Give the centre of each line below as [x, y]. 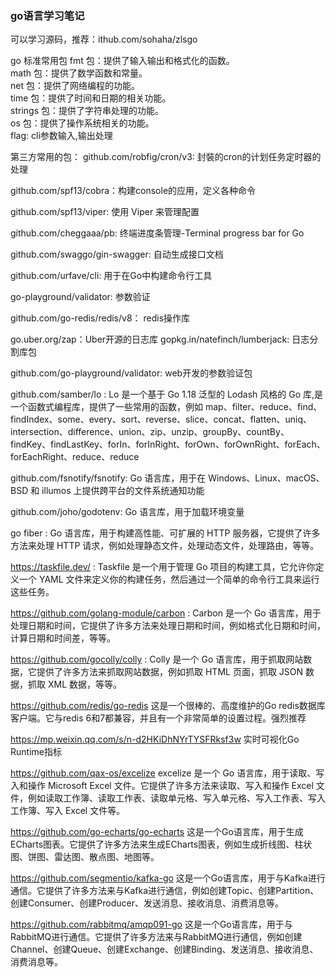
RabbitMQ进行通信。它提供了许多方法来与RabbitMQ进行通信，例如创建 [156, 937]
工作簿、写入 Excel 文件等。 [68, 811]
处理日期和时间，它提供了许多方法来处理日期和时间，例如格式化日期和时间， [168, 626]
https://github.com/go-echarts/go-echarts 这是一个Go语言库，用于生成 [157, 832]
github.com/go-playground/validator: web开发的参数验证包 [131, 373]
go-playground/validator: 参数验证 [80, 297]
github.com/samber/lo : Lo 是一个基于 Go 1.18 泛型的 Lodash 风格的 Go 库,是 [167, 394]
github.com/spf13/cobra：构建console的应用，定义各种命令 [133, 191]
